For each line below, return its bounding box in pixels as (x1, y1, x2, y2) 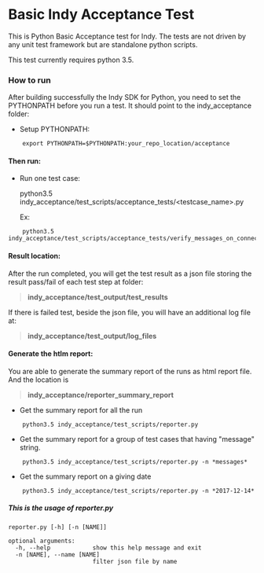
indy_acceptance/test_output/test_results (27, 292, 169, 302)
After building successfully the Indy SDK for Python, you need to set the (8, 93, 241, 102)
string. (19, 443, 41, 452)
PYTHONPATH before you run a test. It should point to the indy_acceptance (8, 101, 252, 111)
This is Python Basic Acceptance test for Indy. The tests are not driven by (8, 31, 246, 41)
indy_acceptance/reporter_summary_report (27, 390, 174, 399)
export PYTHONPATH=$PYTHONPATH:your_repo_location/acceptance (22, 140, 230, 148)
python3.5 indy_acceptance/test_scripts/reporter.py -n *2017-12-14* (22, 487, 255, 494)
